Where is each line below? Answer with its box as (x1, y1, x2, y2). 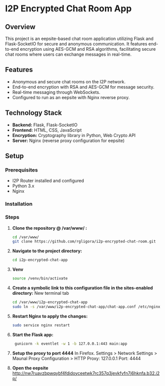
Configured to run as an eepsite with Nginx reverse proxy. (12, 94, 130, 100)
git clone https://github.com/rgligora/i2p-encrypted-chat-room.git (12, 239, 156, 244)
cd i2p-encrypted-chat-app (12, 257, 68, 263)
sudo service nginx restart (12, 322, 70, 328)
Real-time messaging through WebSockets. (12, 89, 100, 95)
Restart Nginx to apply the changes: (12, 313, 88, 319)
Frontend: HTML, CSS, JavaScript (12, 127, 82, 133)
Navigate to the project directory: (12, 248, 82, 254)
